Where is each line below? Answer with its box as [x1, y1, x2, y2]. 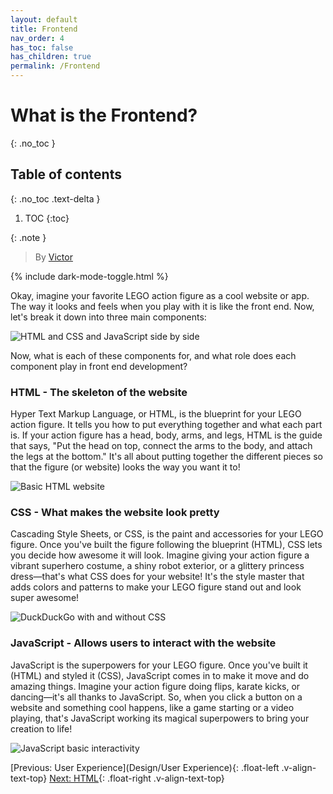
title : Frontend [10, 24, 78, 34]
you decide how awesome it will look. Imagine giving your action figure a [10, 549, 310, 561]
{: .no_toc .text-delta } [10, 192, 101, 205]
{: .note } [10, 231, 47, 243]
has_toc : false [10, 42, 74, 53]
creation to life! [10, 722, 73, 735]
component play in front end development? [10, 360, 188, 372]
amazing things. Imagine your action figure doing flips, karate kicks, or [10, 680, 301, 692]
